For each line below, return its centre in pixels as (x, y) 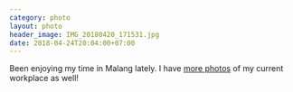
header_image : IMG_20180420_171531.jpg (85, 34)
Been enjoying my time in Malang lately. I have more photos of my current (146, 69)
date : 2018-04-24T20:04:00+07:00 (72, 43)
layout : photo (36, 26)
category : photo (40, 18)
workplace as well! (44, 78)
